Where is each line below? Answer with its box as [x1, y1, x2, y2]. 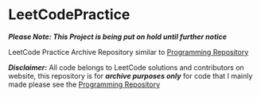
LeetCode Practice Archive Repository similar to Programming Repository [8, 47, 249, 56]
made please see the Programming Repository [8, 80, 161, 89]
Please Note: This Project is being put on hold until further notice [8, 32, 228, 41]
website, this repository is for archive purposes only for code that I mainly [8, 71, 253, 80]
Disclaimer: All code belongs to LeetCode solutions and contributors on [8, 62, 244, 72]
